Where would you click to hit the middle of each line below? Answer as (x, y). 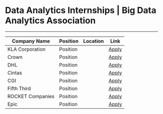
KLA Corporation (27, 49)
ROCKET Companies (31, 96)
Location (94, 41)
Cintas (15, 72)
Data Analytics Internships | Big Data (81, 10)
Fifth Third (19, 88)
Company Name (31, 41)
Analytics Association (50, 21)
